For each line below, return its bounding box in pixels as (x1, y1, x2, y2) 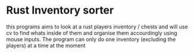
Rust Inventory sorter (6, 4, 114, 17)
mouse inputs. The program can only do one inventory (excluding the (6, 35, 176, 43)
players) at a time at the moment (6, 42, 86, 49)
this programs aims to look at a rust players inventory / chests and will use (6, 23, 189, 30)
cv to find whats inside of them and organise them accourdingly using (6, 29, 177, 36)
